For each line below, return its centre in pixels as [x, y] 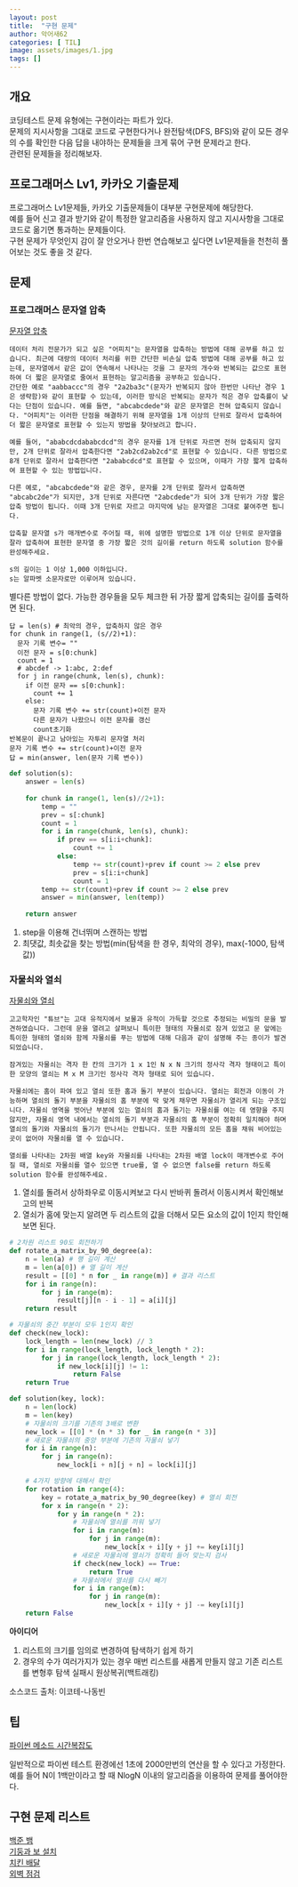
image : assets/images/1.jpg [61, 51]
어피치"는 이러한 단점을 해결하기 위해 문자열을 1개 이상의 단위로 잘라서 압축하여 [155, 416]
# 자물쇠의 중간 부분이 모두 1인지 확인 [71, 1325]
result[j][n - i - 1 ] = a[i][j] [117, 1301]
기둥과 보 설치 [33, 1851]
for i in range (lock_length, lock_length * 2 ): [115, 1349]
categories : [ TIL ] [45, 42]
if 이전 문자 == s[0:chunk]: [76, 686]
